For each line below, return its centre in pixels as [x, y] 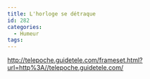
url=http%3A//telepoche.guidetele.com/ [65, 68]
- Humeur [26, 34]
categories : [25, 27]
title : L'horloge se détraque [52, 14]
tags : [15, 40]
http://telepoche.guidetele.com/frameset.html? [75, 60]
